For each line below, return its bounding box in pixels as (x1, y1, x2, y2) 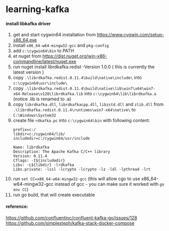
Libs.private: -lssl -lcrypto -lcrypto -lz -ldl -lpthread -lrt (13, 167, 151, 172)
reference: (6, 203, 28, 209)
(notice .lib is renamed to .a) (13, 96, 71, 102)
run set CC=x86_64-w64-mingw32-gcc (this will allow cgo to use (13, 176, 140, 182)
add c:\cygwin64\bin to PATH (13, 48, 74, 54)
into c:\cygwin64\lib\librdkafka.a (84, 91, 156, 97)
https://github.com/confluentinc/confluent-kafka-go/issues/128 (6, 214, 137, 220)
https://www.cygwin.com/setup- (97, 32, 164, 38)
